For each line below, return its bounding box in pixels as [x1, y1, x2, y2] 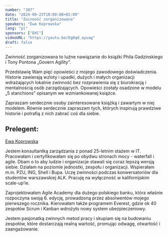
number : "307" [5, 7, 35, 13]
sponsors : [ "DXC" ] [5, 31, 44, 36]
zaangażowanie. [5, 226, 39, 232]
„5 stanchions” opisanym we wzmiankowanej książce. [5, 90, 117, 96]
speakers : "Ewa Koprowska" [5, 21, 62, 27]
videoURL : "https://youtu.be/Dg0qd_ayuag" [5, 36, 95, 41]
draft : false [5, 40, 33, 45]
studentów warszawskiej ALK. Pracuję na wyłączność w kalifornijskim [5, 174, 149, 180]
